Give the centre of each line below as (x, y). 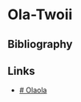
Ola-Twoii (40, 15)
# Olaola (33, 90)
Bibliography (40, 44)
